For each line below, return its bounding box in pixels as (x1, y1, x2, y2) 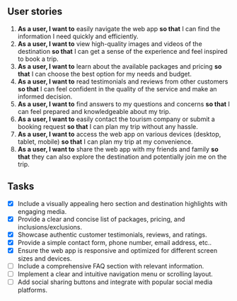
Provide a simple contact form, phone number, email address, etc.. (17, 238, 212, 246)
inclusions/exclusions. (17, 222, 83, 231)
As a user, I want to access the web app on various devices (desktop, (17, 130, 221, 138)
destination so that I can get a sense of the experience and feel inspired (17, 47, 228, 55)
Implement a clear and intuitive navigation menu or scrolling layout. (17, 270, 214, 278)
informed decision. (17, 92, 73, 101)
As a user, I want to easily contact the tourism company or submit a (17, 115, 216, 123)
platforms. (17, 286, 48, 295)
